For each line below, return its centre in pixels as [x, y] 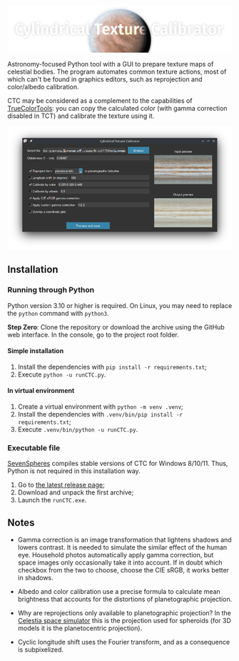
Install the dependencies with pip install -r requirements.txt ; [112, 367]
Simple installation [36, 351]
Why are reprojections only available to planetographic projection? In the [124, 613]
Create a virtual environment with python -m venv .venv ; [100, 407]
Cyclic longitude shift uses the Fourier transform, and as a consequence [124, 642]
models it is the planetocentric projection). [80, 628]
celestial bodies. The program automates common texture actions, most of [117, 72]
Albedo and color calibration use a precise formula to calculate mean [119, 592]
